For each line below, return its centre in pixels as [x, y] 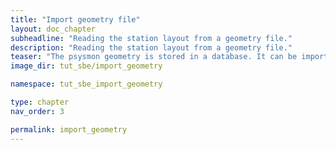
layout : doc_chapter [53, 29]
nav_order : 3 [37, 111]
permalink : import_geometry [69, 129]
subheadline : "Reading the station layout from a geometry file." [151, 38]
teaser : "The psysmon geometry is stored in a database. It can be [154, 57]
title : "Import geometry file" [75, 19]
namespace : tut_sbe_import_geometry [86, 84]
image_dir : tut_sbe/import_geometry [86, 66]
